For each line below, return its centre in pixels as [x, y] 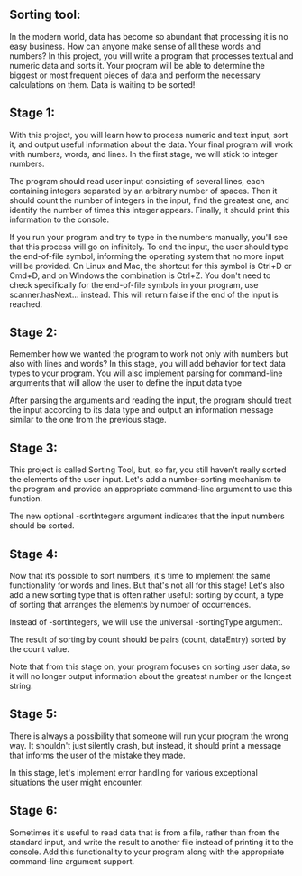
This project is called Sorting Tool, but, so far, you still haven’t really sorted [148, 470]
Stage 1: [32, 113]
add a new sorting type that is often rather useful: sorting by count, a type [146, 595]
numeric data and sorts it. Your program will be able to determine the [137, 65]
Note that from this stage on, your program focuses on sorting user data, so [150, 666]
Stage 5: [33, 714]
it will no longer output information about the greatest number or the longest [151, 676]
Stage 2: [33, 333]
